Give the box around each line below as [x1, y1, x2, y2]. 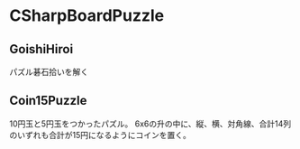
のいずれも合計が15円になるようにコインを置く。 [9, 129, 191, 140]
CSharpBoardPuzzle [9, 5, 165, 26]
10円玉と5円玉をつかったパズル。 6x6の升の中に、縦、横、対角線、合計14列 [9, 118, 292, 129]
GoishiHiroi [9, 42, 74, 57]
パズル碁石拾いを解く [9, 67, 88, 77]
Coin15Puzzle [9, 93, 87, 108]
